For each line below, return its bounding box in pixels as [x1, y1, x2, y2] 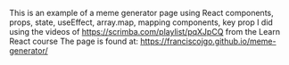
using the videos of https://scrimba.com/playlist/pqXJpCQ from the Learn [9, 27, 281, 37]
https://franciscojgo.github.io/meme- [139, 36, 277, 46]
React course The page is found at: [9, 36, 138, 46]
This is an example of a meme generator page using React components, [9, 8, 274, 18]
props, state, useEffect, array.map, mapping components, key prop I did [9, 17, 274, 28]
